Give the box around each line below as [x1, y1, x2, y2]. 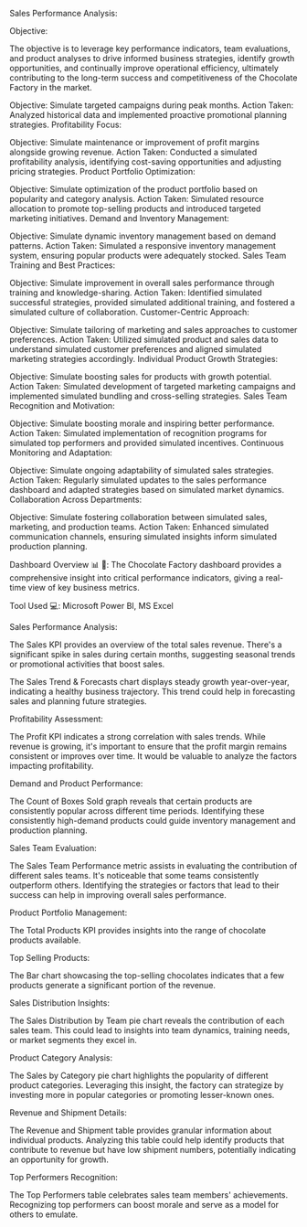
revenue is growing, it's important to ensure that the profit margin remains [9, 741, 288, 752]
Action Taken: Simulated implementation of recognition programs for [9, 428, 268, 438]
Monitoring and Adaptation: [9, 447, 112, 458]
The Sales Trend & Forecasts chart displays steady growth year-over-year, [9, 677, 290, 687]
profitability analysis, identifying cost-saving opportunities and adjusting [9, 156, 281, 167]
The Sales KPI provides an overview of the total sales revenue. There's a [9, 639, 282, 650]
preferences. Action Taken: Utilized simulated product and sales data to [9, 334, 279, 345]
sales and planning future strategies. [9, 696, 148, 707]
